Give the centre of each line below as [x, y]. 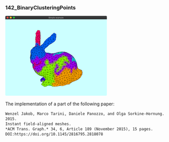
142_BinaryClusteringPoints [41, 8]
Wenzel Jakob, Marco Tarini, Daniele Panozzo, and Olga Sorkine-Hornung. [85, 114]
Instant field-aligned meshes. [38, 124]
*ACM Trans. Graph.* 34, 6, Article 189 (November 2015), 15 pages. [79, 129]
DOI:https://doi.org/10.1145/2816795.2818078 [54, 134]
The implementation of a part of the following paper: [60, 104]
